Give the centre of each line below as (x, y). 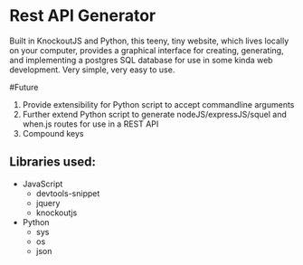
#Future (24, 87)
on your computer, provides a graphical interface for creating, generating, (147, 50)
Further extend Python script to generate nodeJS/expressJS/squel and (155, 114)
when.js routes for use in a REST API (90, 124)
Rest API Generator (83, 16)
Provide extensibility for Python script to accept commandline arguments (158, 104)
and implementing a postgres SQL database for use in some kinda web (141, 60)
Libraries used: (53, 162)
